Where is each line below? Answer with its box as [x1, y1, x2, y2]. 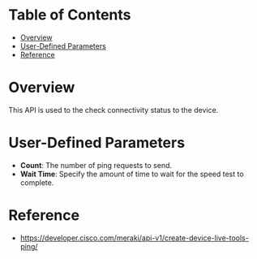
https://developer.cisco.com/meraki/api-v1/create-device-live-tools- [19, 233, 249, 243]
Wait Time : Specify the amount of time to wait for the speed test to [19, 169, 245, 179]
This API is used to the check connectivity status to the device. [8, 105, 219, 114]
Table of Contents [8, 6, 131, 24]
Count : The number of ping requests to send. [19, 160, 173, 170]
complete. [19, 177, 54, 188]
